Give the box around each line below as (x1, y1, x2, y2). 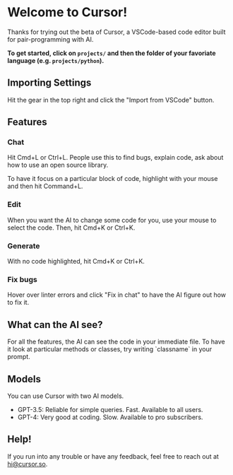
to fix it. (7, 298, 30, 307)
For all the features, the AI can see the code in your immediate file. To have (7, 337, 225, 346)
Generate (7, 241, 40, 251)
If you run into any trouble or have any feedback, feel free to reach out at (7, 452, 219, 460)
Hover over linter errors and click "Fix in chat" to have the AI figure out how (7, 291, 227, 299)
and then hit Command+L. (7, 182, 83, 191)
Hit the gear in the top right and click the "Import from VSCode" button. (7, 95, 215, 104)
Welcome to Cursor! (7, 4, 128, 20)
